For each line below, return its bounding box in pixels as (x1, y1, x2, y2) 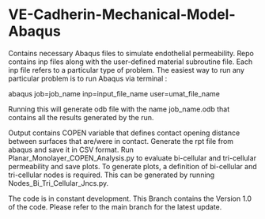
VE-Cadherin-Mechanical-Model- (8, 6, 236, 24)
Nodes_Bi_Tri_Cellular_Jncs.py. (8, 178, 109, 187)
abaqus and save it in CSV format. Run (8, 145, 134, 154)
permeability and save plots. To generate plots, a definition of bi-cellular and (8, 161, 257, 171)
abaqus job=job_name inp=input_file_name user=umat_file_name (8, 89, 220, 98)
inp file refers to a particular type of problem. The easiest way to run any (8, 65, 245, 74)
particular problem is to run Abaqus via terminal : (8, 74, 168, 83)
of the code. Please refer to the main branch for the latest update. (8, 202, 222, 211)
